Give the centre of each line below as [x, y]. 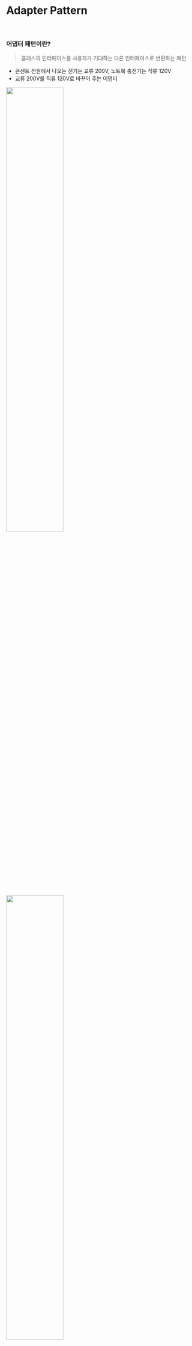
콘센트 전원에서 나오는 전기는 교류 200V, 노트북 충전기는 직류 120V [93, 71]
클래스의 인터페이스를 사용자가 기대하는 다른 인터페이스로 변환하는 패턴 [103, 58]
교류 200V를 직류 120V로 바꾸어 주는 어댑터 [66, 78]
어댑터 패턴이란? [28, 44]
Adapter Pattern [47, 11]
